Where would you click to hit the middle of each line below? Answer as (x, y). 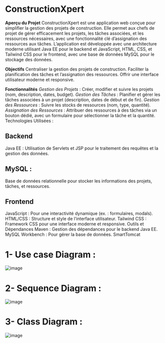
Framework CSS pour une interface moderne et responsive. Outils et (75, 224)
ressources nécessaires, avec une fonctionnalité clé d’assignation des (76, 39)
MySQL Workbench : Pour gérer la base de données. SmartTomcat (73, 235)
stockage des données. (29, 59)
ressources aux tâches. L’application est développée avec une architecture (81, 43)
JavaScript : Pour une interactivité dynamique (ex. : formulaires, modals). (79, 214)
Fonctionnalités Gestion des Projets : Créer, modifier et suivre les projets (79, 89)
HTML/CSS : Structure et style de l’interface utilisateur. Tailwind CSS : (76, 219)
